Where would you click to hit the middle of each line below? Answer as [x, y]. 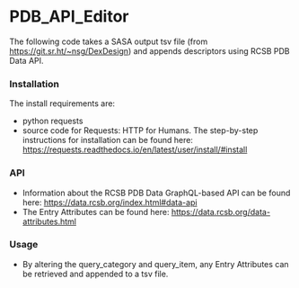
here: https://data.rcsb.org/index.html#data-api [110, 202]
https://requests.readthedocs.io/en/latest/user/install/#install [135, 149]
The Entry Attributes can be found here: [96, 211]
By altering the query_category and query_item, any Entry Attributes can [155, 264]
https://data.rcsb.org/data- [221, 211]
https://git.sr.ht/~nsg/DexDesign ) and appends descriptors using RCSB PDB [149, 50]
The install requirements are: [62, 103]
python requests [53, 121]
